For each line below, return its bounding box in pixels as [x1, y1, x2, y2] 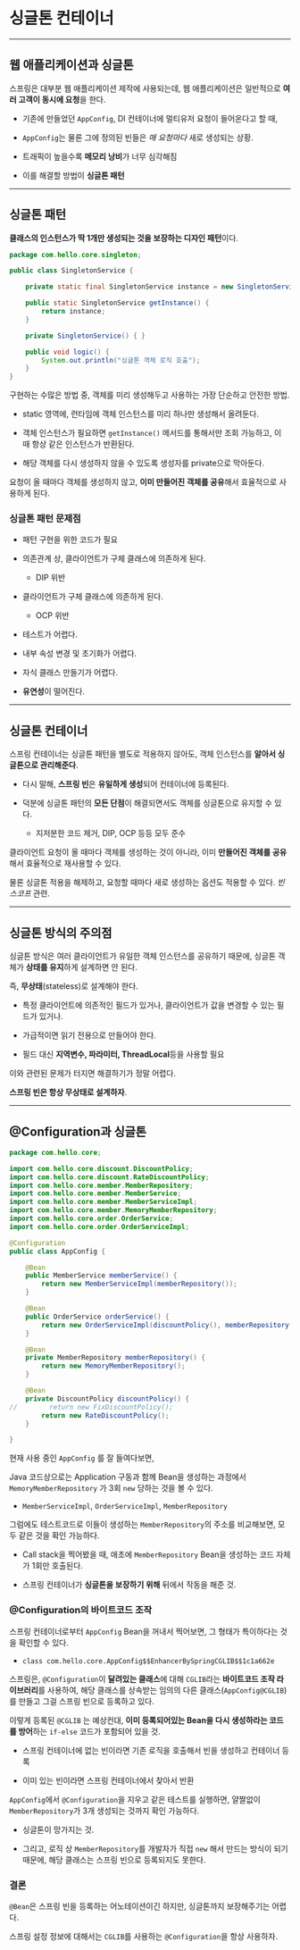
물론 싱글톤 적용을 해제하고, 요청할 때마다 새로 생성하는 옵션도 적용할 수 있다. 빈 [9, 877, 286, 888]
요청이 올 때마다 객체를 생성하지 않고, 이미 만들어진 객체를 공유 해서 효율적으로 [9, 477, 278, 488]
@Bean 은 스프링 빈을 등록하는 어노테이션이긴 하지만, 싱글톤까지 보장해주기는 [9, 1900, 271, 1912]
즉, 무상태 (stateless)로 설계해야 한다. [9, 981, 138, 992]
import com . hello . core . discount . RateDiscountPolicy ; [9, 1172, 210, 1182]
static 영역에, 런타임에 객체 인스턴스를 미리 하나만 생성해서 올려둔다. [21, 408, 259, 420]
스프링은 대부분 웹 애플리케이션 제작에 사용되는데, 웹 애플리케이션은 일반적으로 [9, 82, 281, 94]
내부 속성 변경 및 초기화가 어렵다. [21, 649, 137, 659]
